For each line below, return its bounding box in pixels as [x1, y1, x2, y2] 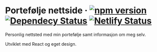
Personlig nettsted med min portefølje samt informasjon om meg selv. [5, 31, 146, 37]
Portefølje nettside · [5, 5, 88, 16]
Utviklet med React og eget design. [5, 41, 77, 47]
